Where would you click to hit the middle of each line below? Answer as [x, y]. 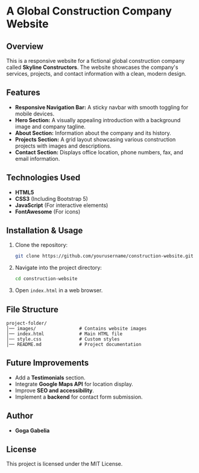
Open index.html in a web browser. [59, 290]
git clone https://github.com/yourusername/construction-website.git [104, 256]
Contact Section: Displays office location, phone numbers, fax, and [99, 152]
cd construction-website [46, 279]
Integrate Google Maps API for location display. [74, 384]
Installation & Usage [45, 231]
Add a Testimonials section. [50, 377]
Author [20, 416]
